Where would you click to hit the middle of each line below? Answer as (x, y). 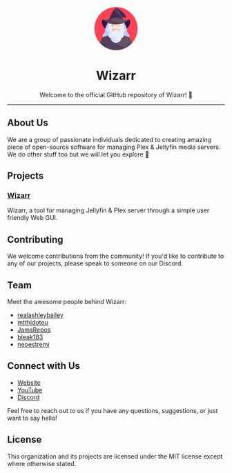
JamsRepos (34, 330)
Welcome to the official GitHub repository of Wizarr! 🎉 (116, 94)
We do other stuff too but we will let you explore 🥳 (78, 154)
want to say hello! (32, 418)
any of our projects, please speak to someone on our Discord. (95, 263)
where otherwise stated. (42, 463)
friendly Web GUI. (32, 218)
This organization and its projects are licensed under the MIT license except (115, 456)
